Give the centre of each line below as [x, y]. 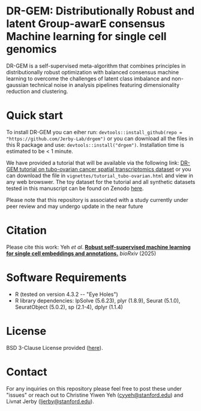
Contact [27, 372]
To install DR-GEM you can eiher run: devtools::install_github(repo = [94, 132]
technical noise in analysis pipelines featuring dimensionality [105, 84]
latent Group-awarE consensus [86, 24]
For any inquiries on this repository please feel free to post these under [94, 388]
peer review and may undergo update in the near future [75, 206]
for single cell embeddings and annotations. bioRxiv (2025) [81, 253]
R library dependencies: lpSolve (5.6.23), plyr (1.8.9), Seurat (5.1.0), [97, 300]
